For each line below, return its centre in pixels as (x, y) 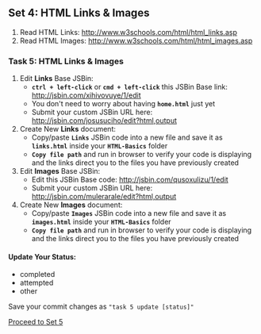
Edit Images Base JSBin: (60, 171)
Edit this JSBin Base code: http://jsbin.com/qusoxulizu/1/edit (130, 180)
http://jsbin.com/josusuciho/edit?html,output (104, 121)
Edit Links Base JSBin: (56, 79)
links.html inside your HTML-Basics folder (100, 146)
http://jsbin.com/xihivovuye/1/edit (86, 95)
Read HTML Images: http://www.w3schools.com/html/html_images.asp (136, 40)
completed (37, 274)
